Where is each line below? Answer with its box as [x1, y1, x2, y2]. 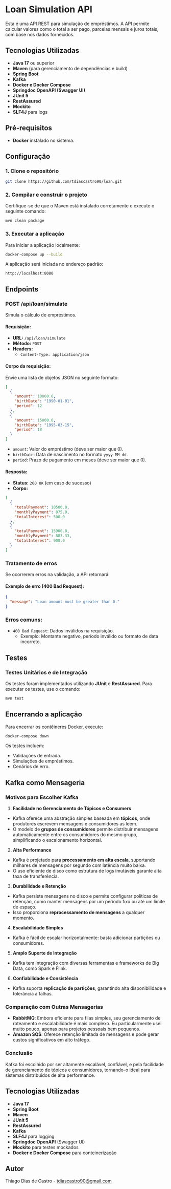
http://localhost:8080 [5, 271, 54, 276]
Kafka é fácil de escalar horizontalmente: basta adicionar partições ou [12, 935, 160, 941]
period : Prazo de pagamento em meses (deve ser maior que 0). [12, 457, 146, 463]
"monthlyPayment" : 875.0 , [14, 509, 70, 515]
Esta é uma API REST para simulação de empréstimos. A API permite [5, 20, 150, 27]
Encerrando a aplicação [5, 710, 83, 719]
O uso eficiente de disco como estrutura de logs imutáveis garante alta [12, 868, 162, 874]
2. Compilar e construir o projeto [5, 191, 88, 198]
